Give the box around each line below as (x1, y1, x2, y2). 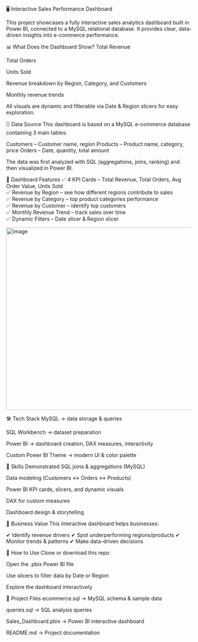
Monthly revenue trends (6, 91, 64, 98)
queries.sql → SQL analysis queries (6, 607, 93, 613)
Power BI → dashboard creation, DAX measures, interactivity (6, 440, 153, 447)
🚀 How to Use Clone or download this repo (6, 549, 110, 556)
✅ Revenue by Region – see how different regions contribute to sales (6, 189, 173, 196)
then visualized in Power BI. (6, 164, 74, 172)
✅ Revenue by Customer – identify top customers (6, 202, 126, 209)
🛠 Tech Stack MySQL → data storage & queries (6, 415, 122, 422)
